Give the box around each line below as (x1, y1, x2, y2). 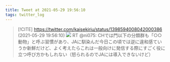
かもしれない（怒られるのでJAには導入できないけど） (40, 51, 154, 57)
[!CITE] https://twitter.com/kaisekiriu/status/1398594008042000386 (17, 26, 162, 32)
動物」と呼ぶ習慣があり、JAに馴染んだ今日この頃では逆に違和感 (17, 39, 153, 45)
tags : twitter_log (5, 12, 44, 17)
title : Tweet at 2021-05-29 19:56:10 (5, 7, 86, 13)
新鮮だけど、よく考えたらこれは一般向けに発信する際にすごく (27, 45, 157, 51)
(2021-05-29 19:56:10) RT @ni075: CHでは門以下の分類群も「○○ (17, 32, 162, 38)
